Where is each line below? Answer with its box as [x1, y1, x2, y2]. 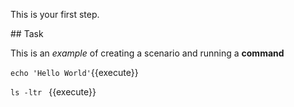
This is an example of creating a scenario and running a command [10, 47, 285, 59]
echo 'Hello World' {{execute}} [10, 67, 139, 78]
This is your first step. [10, 9, 100, 20]
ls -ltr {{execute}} [10, 86, 97, 98]
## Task [10, 28, 44, 39]
